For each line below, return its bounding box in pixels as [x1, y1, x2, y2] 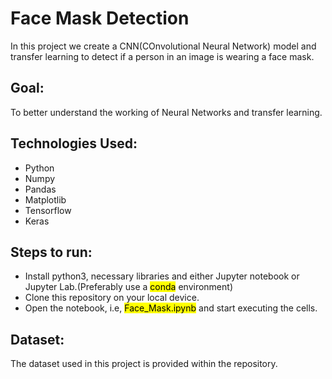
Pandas [24, 183, 57, 195]
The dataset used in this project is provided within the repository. [10, 358, 278, 370]
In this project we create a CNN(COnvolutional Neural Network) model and [10, 40, 317, 52]
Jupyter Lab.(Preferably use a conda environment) [24, 281, 233, 293]
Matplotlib [24, 193, 67, 206]
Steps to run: [10, 243, 93, 261]
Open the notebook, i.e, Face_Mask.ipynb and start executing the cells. [24, 302, 318, 314]
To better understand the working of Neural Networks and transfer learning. [10, 106, 323, 118]
